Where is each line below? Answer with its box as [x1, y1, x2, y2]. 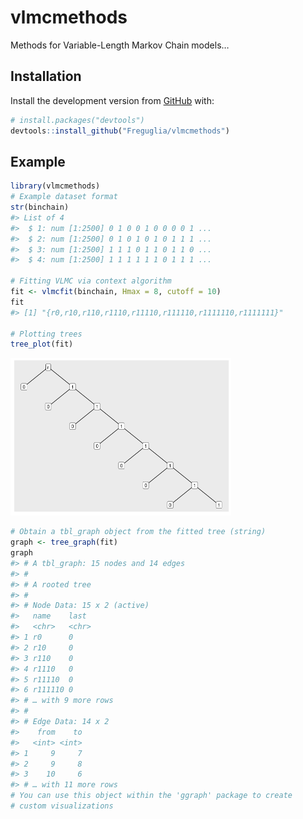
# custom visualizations [10, 801, 114, 811]
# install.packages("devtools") [10, 115, 145, 125]
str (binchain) [10, 202, 70, 213]
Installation [10, 68, 82, 85]
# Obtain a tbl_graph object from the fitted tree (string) [10, 527, 267, 537]
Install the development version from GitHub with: [10, 94, 215, 106]
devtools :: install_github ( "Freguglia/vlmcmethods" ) [10, 126, 230, 136]
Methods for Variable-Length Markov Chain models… [10, 39, 230, 51]
